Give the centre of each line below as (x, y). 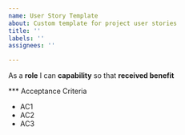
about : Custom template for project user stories (93, 23)
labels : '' (26, 38)
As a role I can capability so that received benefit (91, 76)
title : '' (25, 31)
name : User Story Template (53, 16)
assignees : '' (32, 46)
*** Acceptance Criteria (48, 91)
